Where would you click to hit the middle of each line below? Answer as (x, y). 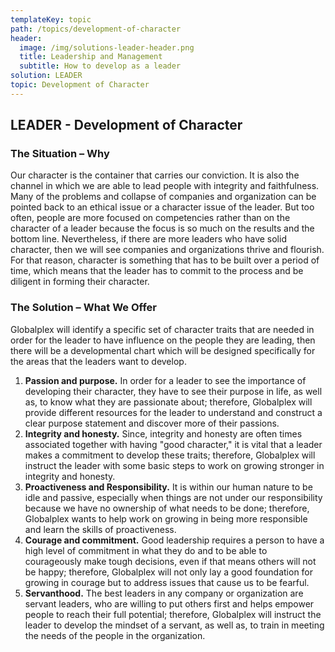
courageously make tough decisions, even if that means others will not (170, 561)
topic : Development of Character (80, 85)
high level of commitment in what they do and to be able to (146, 550)
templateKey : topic (51, 19)
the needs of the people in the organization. (115, 635)
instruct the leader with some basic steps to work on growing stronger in (174, 465)
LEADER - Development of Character (126, 125)
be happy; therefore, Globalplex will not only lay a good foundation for (169, 572)
